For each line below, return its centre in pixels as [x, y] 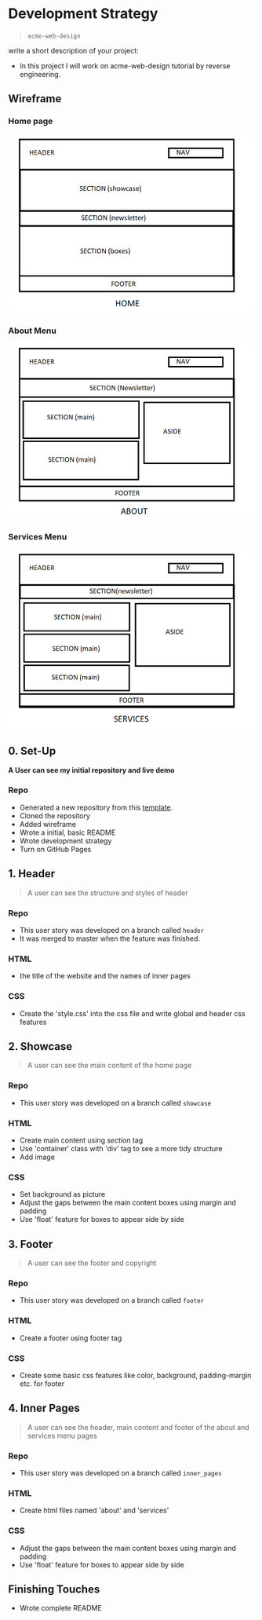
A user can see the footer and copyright [92, 1263]
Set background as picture [62, 1194]
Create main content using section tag [81, 1140]
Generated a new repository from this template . [96, 807]
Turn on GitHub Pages [55, 849]
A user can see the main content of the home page [109, 1066]
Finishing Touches [54, 1590]
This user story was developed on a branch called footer [112, 1300]
